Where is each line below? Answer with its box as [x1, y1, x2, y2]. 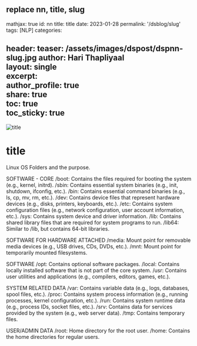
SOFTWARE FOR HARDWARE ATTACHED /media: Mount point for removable [6, 237, 191, 244]
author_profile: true [6, 81, 79, 91]
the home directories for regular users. [6, 333, 100, 340]
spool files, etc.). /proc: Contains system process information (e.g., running [6, 291, 188, 298]
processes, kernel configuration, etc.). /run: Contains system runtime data [6, 297, 185, 304]
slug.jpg [6, 53, 37, 63]
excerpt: [6, 71, 38, 81]
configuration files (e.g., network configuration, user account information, [6, 206, 185, 214]
